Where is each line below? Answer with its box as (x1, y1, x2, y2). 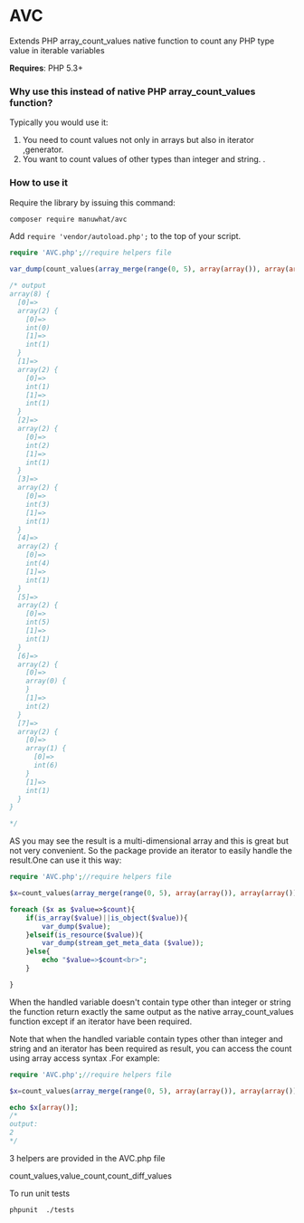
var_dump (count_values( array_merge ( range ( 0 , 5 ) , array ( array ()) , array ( (9, 264, 290, 274)
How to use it (9, 177, 68, 189)
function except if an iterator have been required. (9, 1016, 193, 1027)
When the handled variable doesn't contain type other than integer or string (9, 997, 291, 1008)
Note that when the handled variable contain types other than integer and (9, 1033, 283, 1044)
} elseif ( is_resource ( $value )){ (25, 930, 144, 940)
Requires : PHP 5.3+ (9, 62, 83, 73)
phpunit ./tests (9, 1205, 75, 1214)
